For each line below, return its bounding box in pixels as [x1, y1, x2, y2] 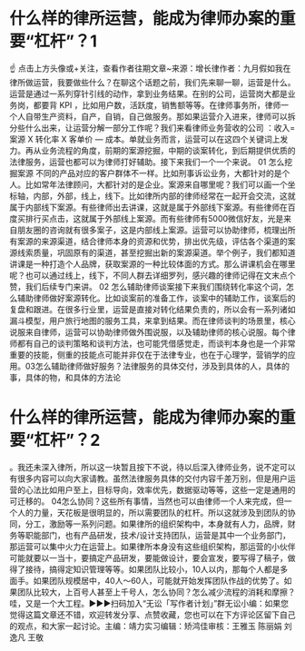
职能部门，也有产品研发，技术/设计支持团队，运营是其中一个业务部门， [25, 529, 291, 540]
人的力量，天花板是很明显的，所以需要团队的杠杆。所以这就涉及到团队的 [16, 507, 288, 518]
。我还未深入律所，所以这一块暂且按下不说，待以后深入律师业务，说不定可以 [9, 461, 296, 472]
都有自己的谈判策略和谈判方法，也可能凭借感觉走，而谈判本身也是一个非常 [16, 338, 296, 349]
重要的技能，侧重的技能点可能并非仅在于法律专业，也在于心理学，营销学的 [9, 349, 288, 360]
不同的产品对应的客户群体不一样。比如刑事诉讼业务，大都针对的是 [34, 167, 282, 178]
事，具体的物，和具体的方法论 [9, 371, 121, 382]
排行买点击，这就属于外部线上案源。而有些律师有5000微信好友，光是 [25, 212, 284, 223]
